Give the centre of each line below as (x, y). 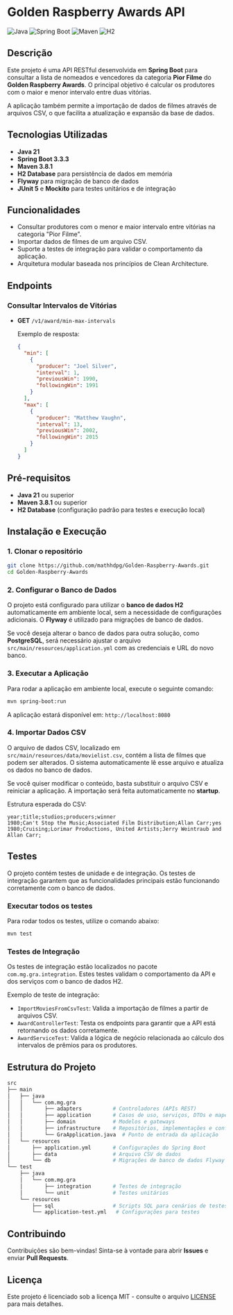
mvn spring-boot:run (37, 701)
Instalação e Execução (57, 532)
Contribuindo (36, 1234)
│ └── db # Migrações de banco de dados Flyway (116, 1161)
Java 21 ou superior (45, 495)
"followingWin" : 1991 (67, 386)
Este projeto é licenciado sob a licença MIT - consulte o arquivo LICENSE (112, 1296)
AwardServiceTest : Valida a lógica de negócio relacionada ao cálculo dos (121, 1038)
